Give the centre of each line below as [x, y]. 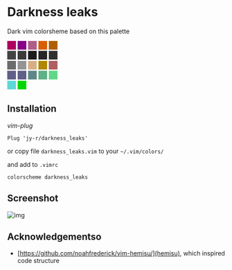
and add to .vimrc [33, 164]
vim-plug [20, 125]
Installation [32, 109]
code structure [38, 261]
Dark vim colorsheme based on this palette [69, 31]
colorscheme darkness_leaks [48, 177]
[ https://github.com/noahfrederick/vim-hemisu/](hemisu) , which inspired [121, 253]
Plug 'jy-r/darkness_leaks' [48, 138]
